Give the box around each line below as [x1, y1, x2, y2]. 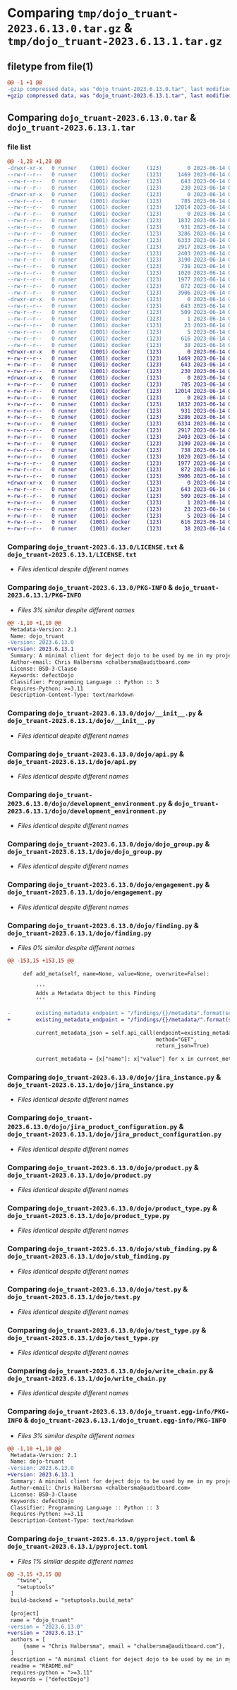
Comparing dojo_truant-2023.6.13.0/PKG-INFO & [7, 583, 174, 592]
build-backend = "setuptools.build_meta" [10, 1597, 134, 1604]
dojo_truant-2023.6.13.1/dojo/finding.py [7, 929, 152, 937]
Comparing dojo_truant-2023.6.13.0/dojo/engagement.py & [7, 880, 210, 889]
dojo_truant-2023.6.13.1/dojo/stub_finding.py [7, 1253, 171, 1260]
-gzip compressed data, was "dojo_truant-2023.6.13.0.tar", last [7, 85, 203, 92]
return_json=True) [155, 1042, 210, 1050]
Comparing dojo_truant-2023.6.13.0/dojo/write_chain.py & [7, 1366, 214, 1376]
